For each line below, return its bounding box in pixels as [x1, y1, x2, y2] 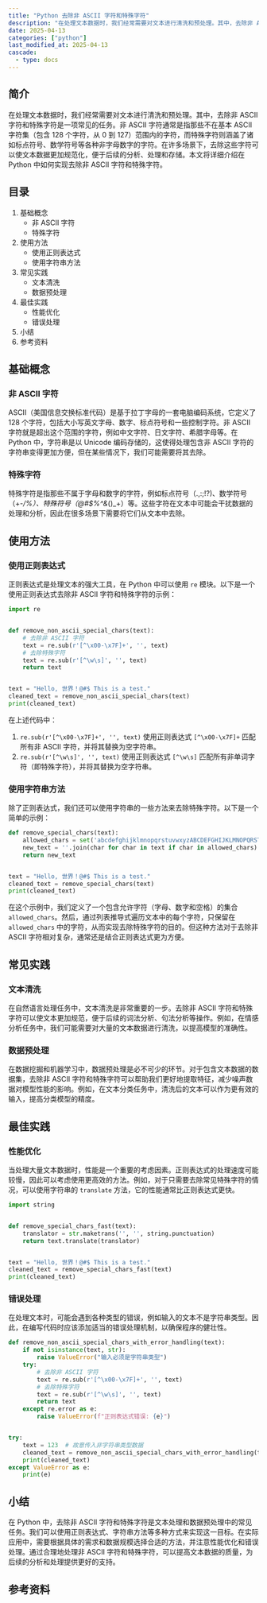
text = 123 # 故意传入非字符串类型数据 [22, 1441, 144, 1449]
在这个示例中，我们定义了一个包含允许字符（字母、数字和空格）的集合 [8, 903, 238, 912]
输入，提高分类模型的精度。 [8, 1094, 99, 1104]
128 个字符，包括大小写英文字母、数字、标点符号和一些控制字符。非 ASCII [8, 418, 251, 428]
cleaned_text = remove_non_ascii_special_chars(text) [8, 692, 191, 700]
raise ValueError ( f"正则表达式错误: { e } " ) [37, 1412, 171, 1421]
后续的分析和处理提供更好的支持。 [8, 1557, 120, 1566]
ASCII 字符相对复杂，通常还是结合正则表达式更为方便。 [8, 932, 189, 942]
